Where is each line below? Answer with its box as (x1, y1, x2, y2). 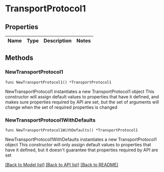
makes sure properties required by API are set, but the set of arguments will (5, 99, 159, 105)
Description (43, 38, 72, 44)
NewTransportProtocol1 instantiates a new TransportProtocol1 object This (5, 88, 155, 94)
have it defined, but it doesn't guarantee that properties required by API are (5, 147, 158, 153)
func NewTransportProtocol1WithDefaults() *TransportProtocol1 (5, 128, 138, 132)
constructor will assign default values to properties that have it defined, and (5, 93, 159, 99)
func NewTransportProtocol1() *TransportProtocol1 (5, 80, 112, 85)
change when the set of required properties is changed (5, 104, 118, 110)
